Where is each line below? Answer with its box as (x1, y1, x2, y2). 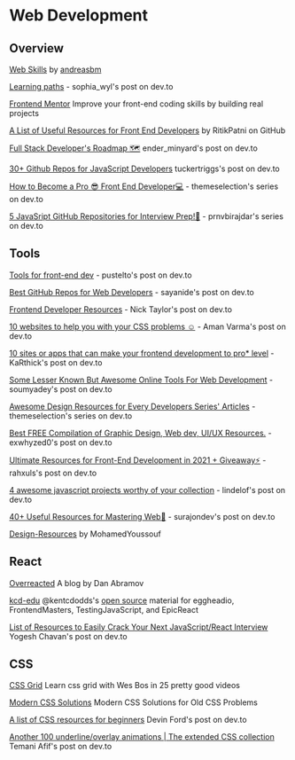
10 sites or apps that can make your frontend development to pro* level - (9, 348, 275, 358)
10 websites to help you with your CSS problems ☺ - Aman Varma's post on (9, 321, 286, 332)
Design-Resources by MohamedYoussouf (9, 529, 161, 539)
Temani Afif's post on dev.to (9, 741, 113, 752)
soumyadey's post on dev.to (9, 383, 113, 395)
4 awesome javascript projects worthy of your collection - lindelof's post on (9, 484, 286, 495)
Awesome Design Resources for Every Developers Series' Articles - (9, 401, 256, 411)
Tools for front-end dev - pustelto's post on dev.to (9, 270, 192, 280)
